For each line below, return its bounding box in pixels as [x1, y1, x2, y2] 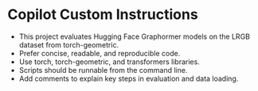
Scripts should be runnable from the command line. [18, 65, 188, 74]
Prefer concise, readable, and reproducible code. [18, 48, 181, 58]
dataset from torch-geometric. [18, 40, 119, 49]
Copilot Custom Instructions [7, 6, 198, 24]
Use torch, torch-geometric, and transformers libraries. [18, 57, 200, 66]
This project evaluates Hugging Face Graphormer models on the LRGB [18, 32, 250, 41]
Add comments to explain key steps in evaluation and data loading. [18, 74, 239, 83]
